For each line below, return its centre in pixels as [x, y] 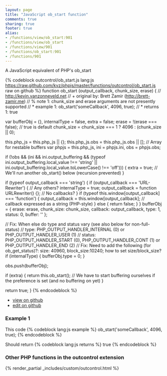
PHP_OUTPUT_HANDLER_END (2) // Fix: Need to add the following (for [78, 245]
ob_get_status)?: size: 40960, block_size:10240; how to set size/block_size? [83, 251]
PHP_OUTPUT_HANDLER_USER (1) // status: [50, 235]
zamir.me [14, 101]
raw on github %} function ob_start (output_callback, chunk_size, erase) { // [83, 91]
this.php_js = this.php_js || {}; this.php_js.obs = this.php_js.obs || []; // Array [83, 142]
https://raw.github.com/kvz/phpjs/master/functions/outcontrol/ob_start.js [80, 85]
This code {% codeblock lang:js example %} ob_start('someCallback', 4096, [84, 329]
